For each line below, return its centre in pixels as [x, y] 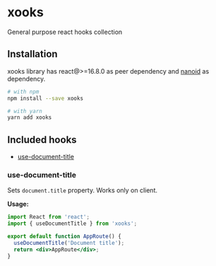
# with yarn [25, 111]
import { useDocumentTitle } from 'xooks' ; [72, 224]
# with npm [23, 92]
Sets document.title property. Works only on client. [82, 190]
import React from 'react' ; [49, 217]
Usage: [18, 204]
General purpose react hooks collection [65, 32]
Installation [32, 54]
